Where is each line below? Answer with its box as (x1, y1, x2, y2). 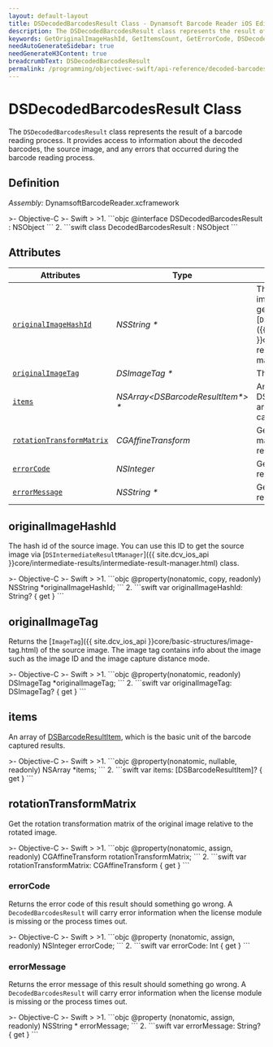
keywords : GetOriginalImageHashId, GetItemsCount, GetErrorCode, (8, 34, 234, 43)
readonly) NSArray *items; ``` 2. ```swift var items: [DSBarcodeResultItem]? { (8, 765, 262, 775)
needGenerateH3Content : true (8, 50, 107, 58)
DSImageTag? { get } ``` (8, 686, 87, 696)
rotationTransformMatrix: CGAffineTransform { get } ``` (8, 860, 190, 870)
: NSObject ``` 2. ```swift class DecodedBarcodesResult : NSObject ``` (8, 222, 238, 232)
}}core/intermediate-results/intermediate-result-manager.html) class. (8, 558, 240, 568)
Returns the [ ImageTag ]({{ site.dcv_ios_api (8, 636, 147, 646)
